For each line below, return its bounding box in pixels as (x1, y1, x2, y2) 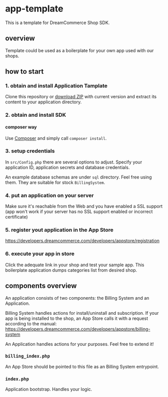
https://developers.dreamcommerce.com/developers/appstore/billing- (5, 326, 150, 332)
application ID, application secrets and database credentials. (5, 164, 130, 170)
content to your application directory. (5, 99, 82, 105)
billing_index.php (5, 353, 50, 359)
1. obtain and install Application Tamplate (5, 82, 108, 89)
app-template (5, 3, 64, 15)
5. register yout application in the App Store (5, 227, 114, 234)
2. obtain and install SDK (5, 111, 66, 118)
